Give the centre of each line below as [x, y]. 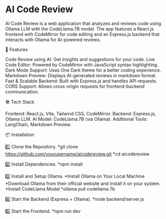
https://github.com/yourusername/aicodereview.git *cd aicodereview [77, 154]
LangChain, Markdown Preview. [38, 124]
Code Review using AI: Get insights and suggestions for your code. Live [80, 59]
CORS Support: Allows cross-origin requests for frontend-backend [75, 86]
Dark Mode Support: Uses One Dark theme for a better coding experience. [83, 70]
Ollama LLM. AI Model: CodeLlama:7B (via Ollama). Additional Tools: [77, 119]
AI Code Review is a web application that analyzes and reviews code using [83, 23]
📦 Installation [20, 134]
